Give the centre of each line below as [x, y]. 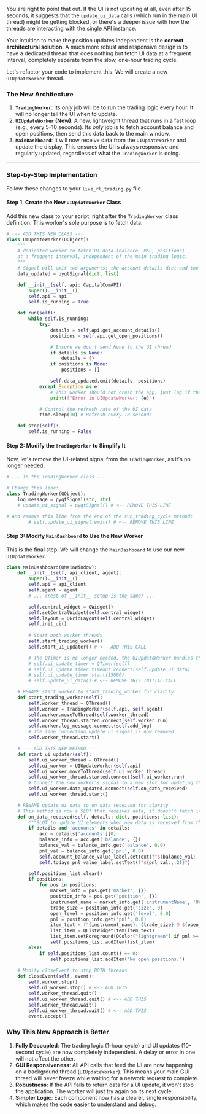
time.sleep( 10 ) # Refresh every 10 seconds [95, 415]
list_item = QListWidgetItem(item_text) [102, 931]
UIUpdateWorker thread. [35, 78]
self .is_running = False [60, 432]
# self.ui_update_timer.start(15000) [76, 675]
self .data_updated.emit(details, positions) [108, 381]
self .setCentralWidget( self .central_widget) [86, 613]
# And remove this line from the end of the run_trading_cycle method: [100, 516]
